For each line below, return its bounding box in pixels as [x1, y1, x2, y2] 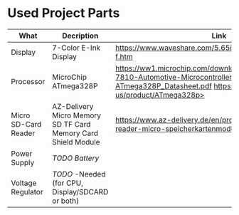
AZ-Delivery [52, 101, 94, 111]
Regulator [11, 187, 44, 196]
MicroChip [52, 72, 87, 82]
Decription [61, 31, 99, 41]
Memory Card [52, 128, 98, 138]
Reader [11, 128, 36, 138]
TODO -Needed [52, 169, 106, 179]
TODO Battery [52, 153, 100, 163]
